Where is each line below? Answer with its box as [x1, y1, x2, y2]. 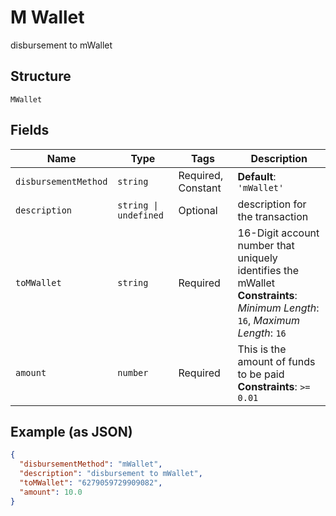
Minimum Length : [237, 301, 320, 315]
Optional [178, 203, 218, 217]
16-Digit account [237, 226, 320, 240]
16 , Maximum [237, 313, 300, 327]
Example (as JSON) [10, 423, 133, 440]
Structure [10, 68, 72, 85]
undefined [117, 209, 164, 221]
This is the [237, 342, 287, 356]
